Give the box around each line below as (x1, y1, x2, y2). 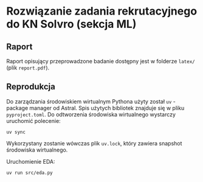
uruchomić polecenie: (6, 117, 61, 124)
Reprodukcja (6, 82, 56, 92)
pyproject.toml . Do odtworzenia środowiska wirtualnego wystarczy (6, 111, 176, 118)
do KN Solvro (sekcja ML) (6, 17, 137, 31)
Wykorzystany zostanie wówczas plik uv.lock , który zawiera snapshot (6, 139, 182, 147)
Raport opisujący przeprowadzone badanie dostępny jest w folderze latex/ (6, 58, 196, 65)
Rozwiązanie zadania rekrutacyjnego (6, 4, 198, 18)
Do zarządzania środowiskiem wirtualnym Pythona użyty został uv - (6, 97, 176, 105)
